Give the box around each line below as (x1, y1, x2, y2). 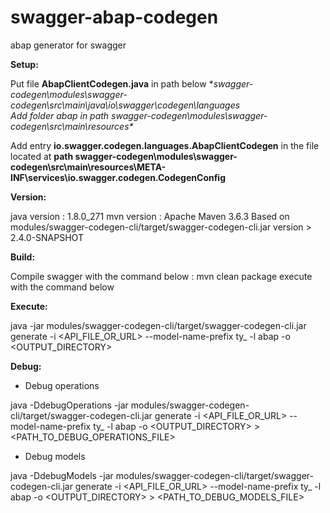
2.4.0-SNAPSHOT (10, 231, 84, 243)
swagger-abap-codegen (10, 6, 219, 29)
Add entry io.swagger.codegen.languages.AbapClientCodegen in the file (10, 139, 320, 151)
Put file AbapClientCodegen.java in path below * (10, 77, 214, 90)
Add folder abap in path (10, 109, 110, 121)
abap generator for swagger (10, 39, 127, 51)
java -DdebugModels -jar (10, 469, 114, 481)
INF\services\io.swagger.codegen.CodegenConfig (10, 171, 227, 183)
